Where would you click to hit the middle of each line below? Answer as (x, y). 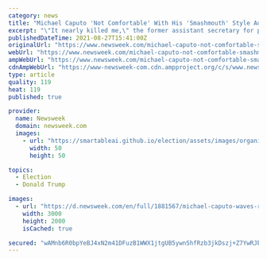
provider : (25, 111)
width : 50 (45, 148)
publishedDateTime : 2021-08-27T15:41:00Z (78, 38)
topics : (21, 170)
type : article (32, 75)
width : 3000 (42, 214)
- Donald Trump (41, 185)
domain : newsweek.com (51, 126)
